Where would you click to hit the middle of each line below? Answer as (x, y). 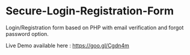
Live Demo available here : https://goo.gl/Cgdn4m (68, 45)
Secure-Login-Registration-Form (90, 11)
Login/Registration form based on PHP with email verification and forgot (95, 27)
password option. (27, 33)
